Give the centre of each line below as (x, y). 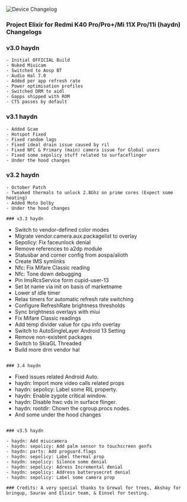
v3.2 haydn (23, 175)
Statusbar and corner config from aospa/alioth (71, 255)
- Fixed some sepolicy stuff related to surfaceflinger (76, 155)
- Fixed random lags (32, 140)
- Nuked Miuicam (26, 65)
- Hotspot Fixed (26, 134)
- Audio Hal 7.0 (26, 76)
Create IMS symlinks (40, 261)
